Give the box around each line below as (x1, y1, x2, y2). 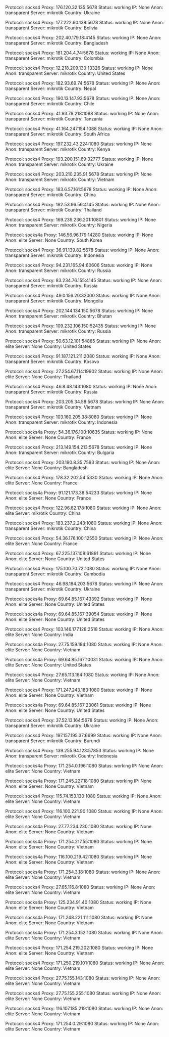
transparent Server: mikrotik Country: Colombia (5, 55, 104, 61)
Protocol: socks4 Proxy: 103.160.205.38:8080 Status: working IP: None (5, 414, 152, 420)
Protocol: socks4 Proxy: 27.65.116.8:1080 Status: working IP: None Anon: (5, 884, 155, 890)
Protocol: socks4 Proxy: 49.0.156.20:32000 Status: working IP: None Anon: (5, 293, 161, 298)
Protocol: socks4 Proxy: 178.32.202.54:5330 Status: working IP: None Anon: (5, 475, 164, 480)
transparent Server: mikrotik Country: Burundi (5, 738, 100, 744)
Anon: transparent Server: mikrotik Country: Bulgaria (5, 449, 115, 456)
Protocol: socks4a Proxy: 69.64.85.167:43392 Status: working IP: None (5, 596, 152, 602)
